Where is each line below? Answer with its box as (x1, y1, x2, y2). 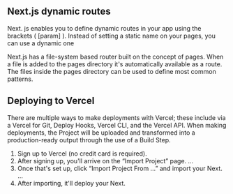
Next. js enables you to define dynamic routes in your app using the (7, 24, 202, 32)
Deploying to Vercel (7, 95, 95, 107)
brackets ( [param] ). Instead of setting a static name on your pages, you (7, 31, 216, 40)
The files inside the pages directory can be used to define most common (7, 67, 216, 75)
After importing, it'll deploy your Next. (17, 179, 126, 187)
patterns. (7, 75, 33, 83)
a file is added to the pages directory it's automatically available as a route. (7, 59, 223, 68)
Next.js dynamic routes (7, 6, 111, 17)
